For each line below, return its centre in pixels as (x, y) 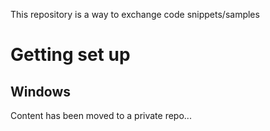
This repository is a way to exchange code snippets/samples (135, 14)
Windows (40, 91)
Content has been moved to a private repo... (101, 115)
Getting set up (70, 55)
